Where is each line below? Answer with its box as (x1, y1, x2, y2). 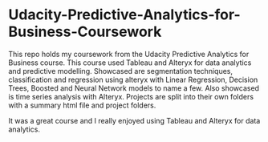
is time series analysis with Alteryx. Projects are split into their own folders (8, 91, 254, 101)
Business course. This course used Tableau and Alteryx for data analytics (8, 58, 252, 67)
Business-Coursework (8, 22, 162, 41)
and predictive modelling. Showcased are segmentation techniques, (8, 66, 233, 75)
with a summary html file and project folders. (8, 100, 156, 110)
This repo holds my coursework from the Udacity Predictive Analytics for (8, 49, 250, 59)
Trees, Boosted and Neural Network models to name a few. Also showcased (8, 83, 259, 93)
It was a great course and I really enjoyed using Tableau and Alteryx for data (8, 116, 261, 125)
